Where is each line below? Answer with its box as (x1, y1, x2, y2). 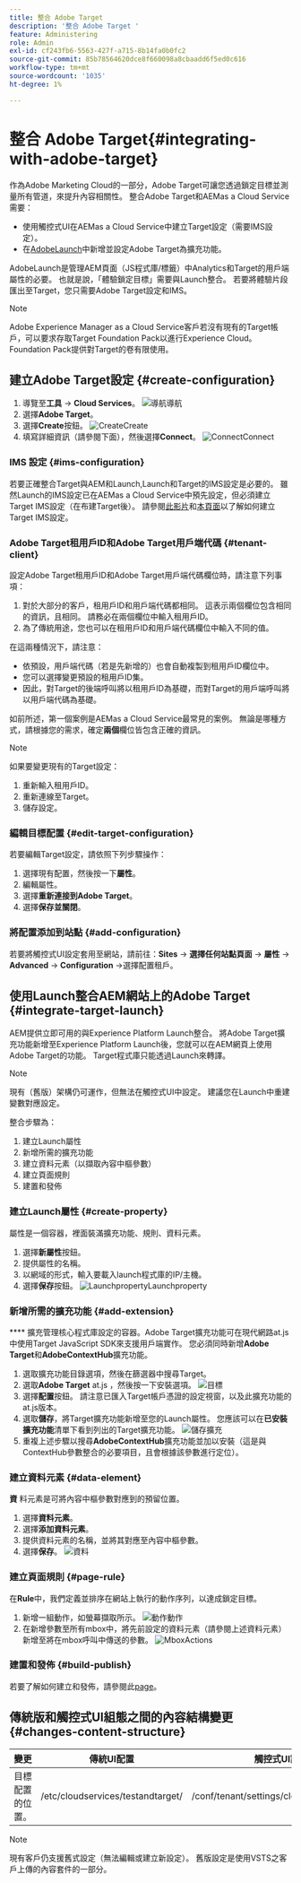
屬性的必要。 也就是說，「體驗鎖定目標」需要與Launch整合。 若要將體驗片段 (9, 273, 288, 284)
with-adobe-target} (9, 149, 159, 169)
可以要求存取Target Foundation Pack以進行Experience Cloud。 (24, 333, 257, 343)
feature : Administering (9, 30, 99, 39)
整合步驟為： (9, 1117, 56, 1128)
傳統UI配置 (89, 1752, 134, 1765)
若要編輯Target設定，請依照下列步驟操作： (9, 849, 168, 860)
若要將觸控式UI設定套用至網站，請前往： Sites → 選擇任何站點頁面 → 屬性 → (9, 948, 290, 959)
